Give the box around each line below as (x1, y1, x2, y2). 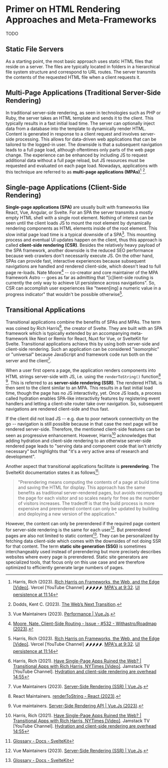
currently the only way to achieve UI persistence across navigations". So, (5, 280, 156, 286)
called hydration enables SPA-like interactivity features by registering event (5, 395, 160, 402)
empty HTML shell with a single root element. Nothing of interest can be (5, 215, 154, 221)
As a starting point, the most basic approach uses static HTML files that (5, 58, 153, 64)
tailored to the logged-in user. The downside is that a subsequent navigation (5, 141, 163, 148)
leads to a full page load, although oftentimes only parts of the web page (5, 147, 155, 153)
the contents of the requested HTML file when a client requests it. (5, 74, 141, 80)
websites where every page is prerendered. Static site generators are (5, 554, 148, 560)
